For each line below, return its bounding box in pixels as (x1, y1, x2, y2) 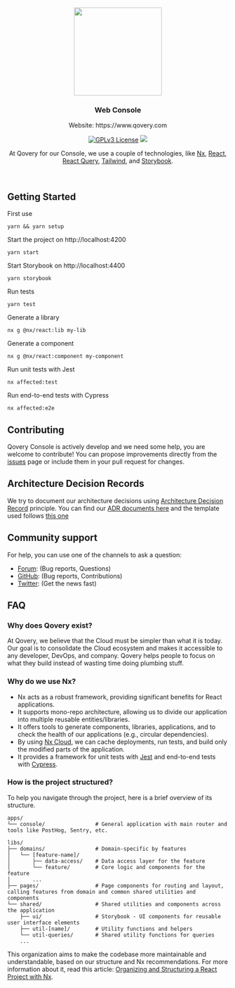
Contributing (7, 424, 65, 436)
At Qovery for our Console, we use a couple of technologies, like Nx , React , (8, 149, 227, 158)
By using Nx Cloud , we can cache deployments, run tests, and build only (17, 737, 227, 746)
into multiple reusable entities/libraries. (17, 715, 130, 723)
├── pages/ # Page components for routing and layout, (7, 882, 224, 889)
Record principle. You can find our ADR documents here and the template (7, 504, 220, 512)
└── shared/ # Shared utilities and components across (7, 901, 221, 908)
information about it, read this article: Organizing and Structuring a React (7, 965, 217, 973)
